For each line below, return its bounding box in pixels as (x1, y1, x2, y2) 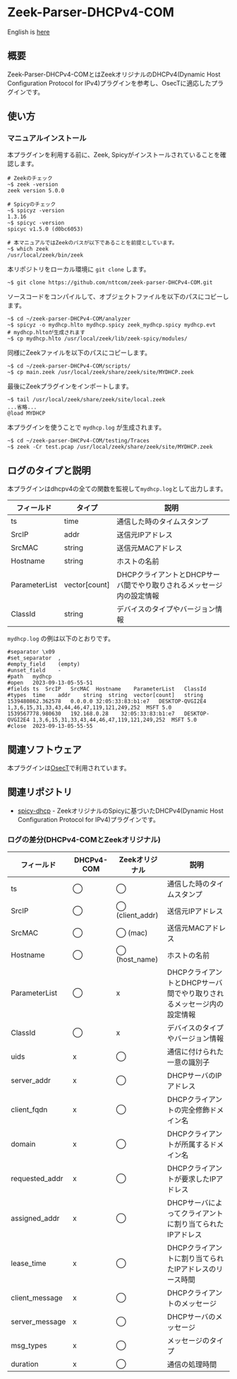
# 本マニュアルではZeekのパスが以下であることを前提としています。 (7, 240, 178, 247)
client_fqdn (11, 1105, 48, 1115)
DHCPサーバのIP (166, 1071, 222, 1081)
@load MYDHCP (7, 410, 46, 417)
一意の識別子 (166, 1057, 210, 1067)
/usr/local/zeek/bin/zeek (7, 252, 83, 259)
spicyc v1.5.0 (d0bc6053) (7, 225, 83, 233)
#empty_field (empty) (7, 661, 80, 668)
